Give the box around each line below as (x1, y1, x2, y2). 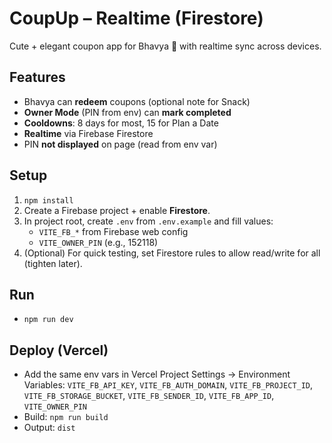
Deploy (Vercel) (9, 342, 109, 359)
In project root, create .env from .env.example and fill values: (23, 215, 274, 227)
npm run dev (23, 315, 74, 325)
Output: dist (23, 422, 76, 434)
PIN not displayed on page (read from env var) (23, 138, 218, 150)
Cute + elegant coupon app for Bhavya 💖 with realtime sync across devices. (9, 40, 322, 52)
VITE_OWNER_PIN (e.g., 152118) (38, 236, 159, 248)
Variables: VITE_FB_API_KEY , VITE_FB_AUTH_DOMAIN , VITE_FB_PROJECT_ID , (23, 379, 314, 391)
